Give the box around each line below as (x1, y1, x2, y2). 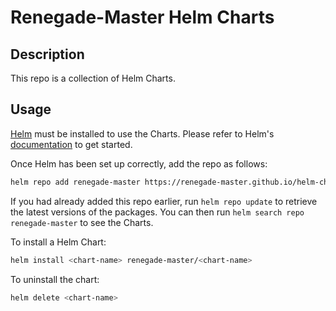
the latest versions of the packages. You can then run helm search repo (10, 206, 305, 218)
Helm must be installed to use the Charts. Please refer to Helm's (10, 127, 275, 140)
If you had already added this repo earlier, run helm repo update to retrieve (10, 195, 318, 207)
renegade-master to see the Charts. (10, 216, 154, 228)
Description (10, 46, 85, 63)
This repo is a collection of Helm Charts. (10, 72, 176, 84)
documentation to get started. (10, 138, 133, 150)
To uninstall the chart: (10, 273, 100, 285)
